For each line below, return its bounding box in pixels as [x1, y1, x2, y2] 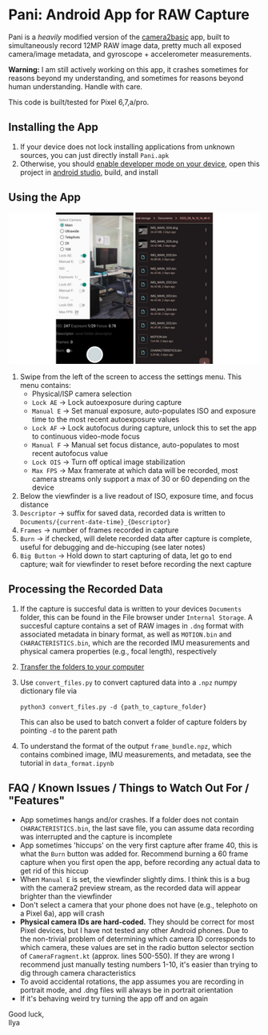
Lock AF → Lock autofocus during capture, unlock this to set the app [31, 422, 258, 432]
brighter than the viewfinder [19, 891, 113, 901]
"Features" [8, 794, 66, 807]
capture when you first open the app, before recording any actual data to [19, 858, 261, 867]
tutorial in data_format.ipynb [19, 758, 114, 767]
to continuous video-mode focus [31, 431, 140, 441]
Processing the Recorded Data [8, 583, 163, 596]
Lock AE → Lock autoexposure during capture [31, 397, 182, 406]
